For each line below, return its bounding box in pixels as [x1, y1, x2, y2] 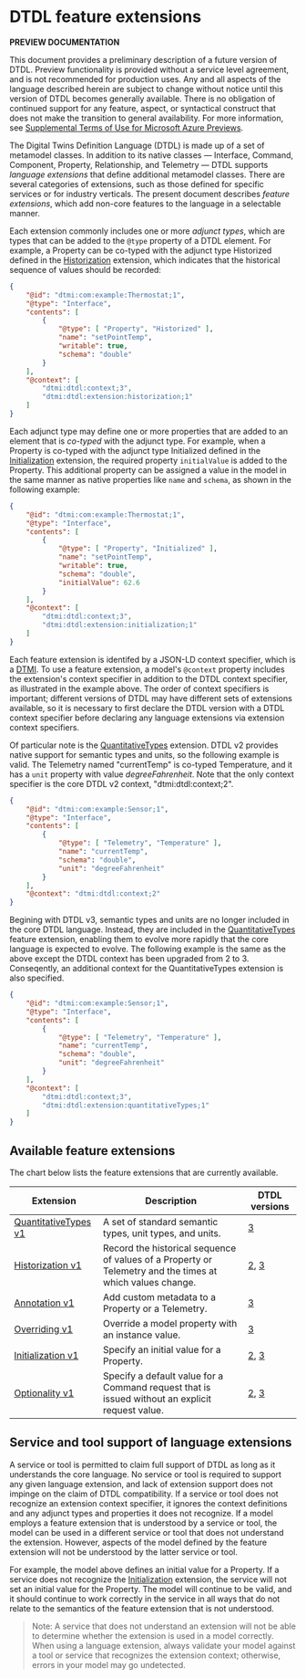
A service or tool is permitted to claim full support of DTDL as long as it [9, 1459, 276, 1470]
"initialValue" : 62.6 [57, 578, 141, 587]
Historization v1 [14, 1259, 82, 1271]
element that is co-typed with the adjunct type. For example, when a [9, 435, 266, 446]
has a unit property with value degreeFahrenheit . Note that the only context [9, 769, 294, 780]
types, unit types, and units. [103, 1227, 221, 1239]
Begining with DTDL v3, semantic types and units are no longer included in [9, 915, 290, 926]
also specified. [9, 972, 65, 983]
